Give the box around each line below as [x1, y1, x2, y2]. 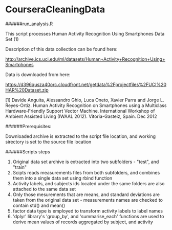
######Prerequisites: [5, 123, 52, 129]
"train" [12, 164, 27, 170]
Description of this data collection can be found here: [5, 46, 118, 52]
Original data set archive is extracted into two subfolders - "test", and [12, 158, 159, 165]
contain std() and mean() [12, 202, 66, 208]
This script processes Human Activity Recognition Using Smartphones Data [5, 30, 165, 37]
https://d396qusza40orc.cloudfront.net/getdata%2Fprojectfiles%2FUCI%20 [5, 81, 167, 87]
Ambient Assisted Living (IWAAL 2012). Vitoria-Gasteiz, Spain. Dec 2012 [5, 113, 157, 119]
